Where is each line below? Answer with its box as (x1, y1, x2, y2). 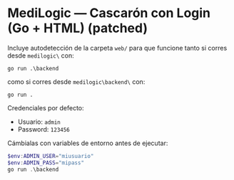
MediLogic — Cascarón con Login (7, 5, 211, 21)
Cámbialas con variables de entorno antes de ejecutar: (7, 139, 168, 147)
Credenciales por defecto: (7, 103, 84, 112)
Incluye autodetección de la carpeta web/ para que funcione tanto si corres (7, 43, 228, 52)
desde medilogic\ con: (7, 51, 75, 60)
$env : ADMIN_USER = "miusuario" (7, 152, 94, 159)
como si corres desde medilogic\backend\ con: (7, 77, 146, 86)
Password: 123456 (17, 125, 70, 133)
